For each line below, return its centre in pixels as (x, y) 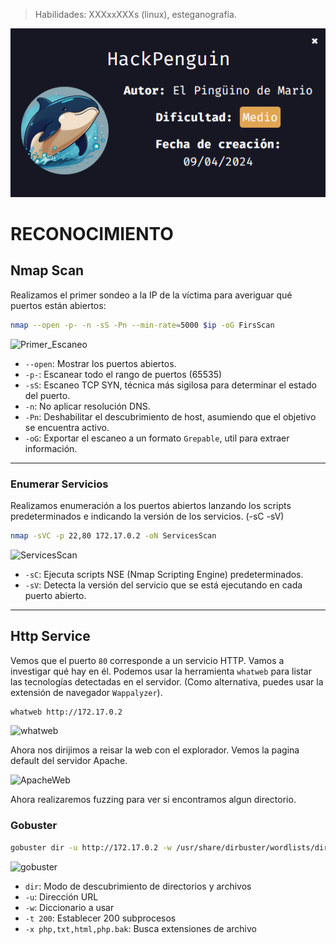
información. (51, 448)
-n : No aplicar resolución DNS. (87, 406)
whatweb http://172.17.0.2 (66, 712)
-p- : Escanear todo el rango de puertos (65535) (123, 374)
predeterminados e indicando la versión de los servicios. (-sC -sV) (147, 516)
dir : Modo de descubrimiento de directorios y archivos (138, 886)
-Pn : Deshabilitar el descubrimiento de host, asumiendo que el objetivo (170, 416)
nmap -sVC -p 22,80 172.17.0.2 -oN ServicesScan (113, 535)
